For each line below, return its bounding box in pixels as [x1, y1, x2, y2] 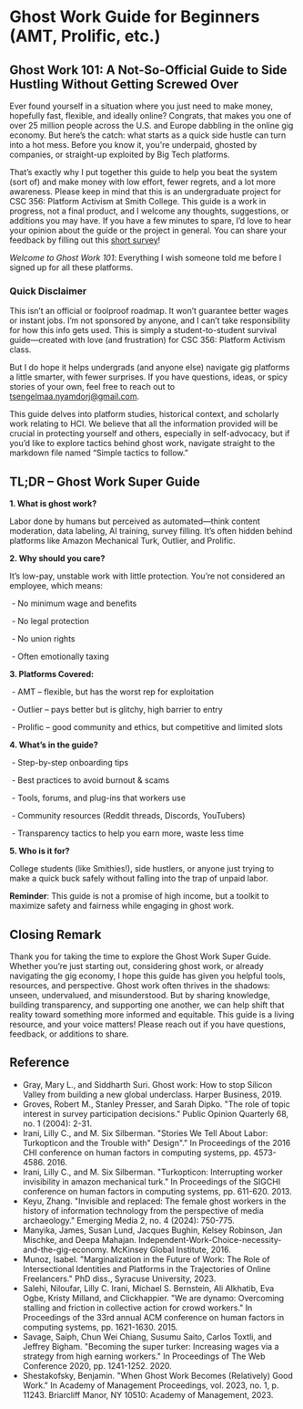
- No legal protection [11, 616, 89, 627]
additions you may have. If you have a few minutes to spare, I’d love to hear [9, 215, 292, 225]
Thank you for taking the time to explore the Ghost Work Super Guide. [9, 951, 271, 962]
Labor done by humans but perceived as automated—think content [9, 516, 261, 527]
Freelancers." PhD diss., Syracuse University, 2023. [22, 1273, 217, 1284]
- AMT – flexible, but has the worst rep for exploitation [11, 686, 215, 697]
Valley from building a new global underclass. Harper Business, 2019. [22, 1089, 282, 1100]
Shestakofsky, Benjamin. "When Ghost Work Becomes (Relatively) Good [22, 1370, 294, 1381]
